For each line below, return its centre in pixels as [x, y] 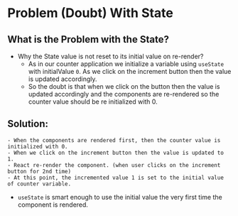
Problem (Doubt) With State [91, 13]
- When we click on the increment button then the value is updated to [115, 153]
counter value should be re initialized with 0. [93, 102]
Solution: [28, 124]
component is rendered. [53, 205]
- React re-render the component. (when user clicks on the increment [114, 165]
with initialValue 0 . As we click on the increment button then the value [130, 71]
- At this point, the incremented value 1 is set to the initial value [115, 178]
